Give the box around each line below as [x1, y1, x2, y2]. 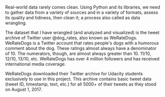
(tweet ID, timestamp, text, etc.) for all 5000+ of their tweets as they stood [5, 81, 157, 87]
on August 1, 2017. [5, 87, 42, 92]
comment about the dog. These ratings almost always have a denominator [5, 46, 157, 51]
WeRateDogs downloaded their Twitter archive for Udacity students [5, 71, 143, 76]
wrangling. [5, 20, 27, 26]
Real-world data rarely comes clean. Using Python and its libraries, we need [5, 4, 160, 10]
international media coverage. [5, 61, 66, 67]
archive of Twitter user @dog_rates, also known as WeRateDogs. [5, 35, 138, 41]
